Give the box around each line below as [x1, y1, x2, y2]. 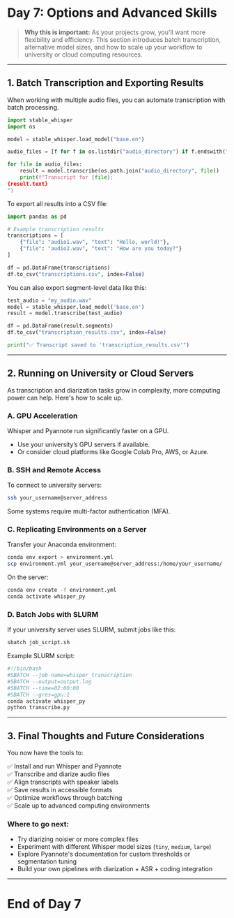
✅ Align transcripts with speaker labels [7, 778, 118, 787]
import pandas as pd [7, 213, 68, 220]
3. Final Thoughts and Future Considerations [7, 730, 205, 742]
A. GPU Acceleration [7, 411, 78, 421]
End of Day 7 [7, 896, 81, 912]
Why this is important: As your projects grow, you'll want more [24, 28, 206, 36]
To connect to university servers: [7, 481, 102, 490]
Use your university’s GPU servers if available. [17, 440, 150, 449]
